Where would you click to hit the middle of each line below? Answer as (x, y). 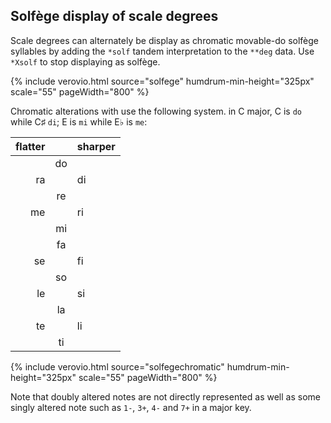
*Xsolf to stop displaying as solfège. (85, 61)
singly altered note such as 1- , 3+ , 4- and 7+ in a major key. (131, 407)
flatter (30, 146)
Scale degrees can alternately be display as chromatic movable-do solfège (164, 40)
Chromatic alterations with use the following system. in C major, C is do (156, 111)
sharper (96, 146)
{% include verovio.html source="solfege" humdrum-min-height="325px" (162, 81)
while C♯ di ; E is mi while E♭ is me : (79, 121)
